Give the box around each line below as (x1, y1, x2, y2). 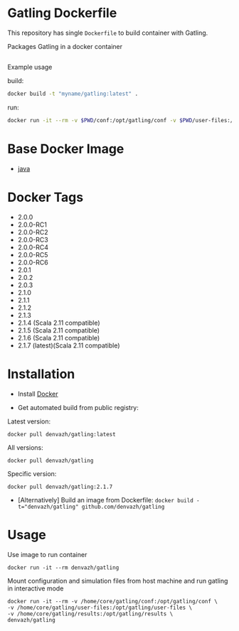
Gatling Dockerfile (7, 5, 117, 21)
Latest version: (7, 417, 51, 426)
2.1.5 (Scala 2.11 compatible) (17, 325, 100, 335)
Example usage (7, 63, 53, 72)
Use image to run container (7, 550, 87, 559)
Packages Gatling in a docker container (7, 42, 123, 50)
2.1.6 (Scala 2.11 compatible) (17, 333, 100, 342)
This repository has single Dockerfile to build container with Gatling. (7, 28, 208, 37)
